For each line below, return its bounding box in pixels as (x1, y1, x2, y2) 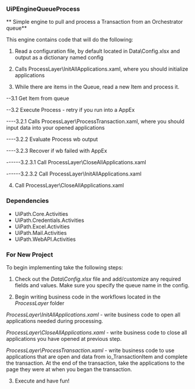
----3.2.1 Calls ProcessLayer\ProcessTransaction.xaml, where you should (6, 118, 185, 125)
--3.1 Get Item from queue (6, 95, 69, 102)
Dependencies (6, 197, 49, 205)
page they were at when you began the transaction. (6, 365, 132, 373)
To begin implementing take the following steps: (6, 263, 123, 271)
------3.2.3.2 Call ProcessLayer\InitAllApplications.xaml (6, 170, 142, 177)
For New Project (6, 250, 53, 259)
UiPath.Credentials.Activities (14, 217, 85, 224)
